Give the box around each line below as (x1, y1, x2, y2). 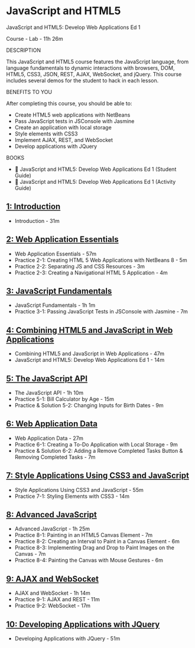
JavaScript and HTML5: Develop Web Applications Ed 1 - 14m (14, 357, 165, 364)
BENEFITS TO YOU (6, 88, 52, 95)
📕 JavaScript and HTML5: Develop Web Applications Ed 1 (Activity (14, 178, 176, 185)
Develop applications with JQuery (14, 142, 97, 150)
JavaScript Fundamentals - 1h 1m (14, 302, 96, 309)
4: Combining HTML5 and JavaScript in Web (6, 325, 173, 335)
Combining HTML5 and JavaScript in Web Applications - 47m (14, 350, 164, 357)
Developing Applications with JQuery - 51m (14, 635, 121, 642)
